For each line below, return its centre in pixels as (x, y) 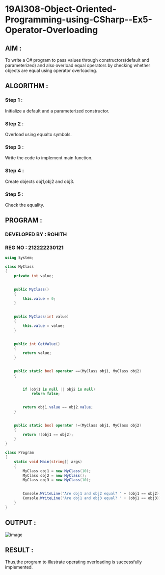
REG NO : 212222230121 (34, 248)
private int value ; (34, 276)
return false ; (46, 394)
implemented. (19, 567)
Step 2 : (14, 123)
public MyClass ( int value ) (41, 317)
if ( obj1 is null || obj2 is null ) (59, 389)
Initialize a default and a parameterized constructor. (57, 111)
